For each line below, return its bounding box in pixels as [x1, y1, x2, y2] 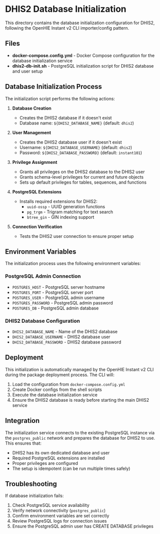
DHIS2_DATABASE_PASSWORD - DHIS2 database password [12, 339, 122, 345]
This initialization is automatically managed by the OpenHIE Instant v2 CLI [5, 366, 154, 372]
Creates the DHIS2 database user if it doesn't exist [19, 139, 122, 145]
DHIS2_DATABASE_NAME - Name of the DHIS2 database [12, 328, 118, 334]
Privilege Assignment [12, 159, 57, 165]
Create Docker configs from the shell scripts [12, 386, 102, 392]
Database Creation [12, 105, 52, 111]
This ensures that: [5, 440, 42, 446]
